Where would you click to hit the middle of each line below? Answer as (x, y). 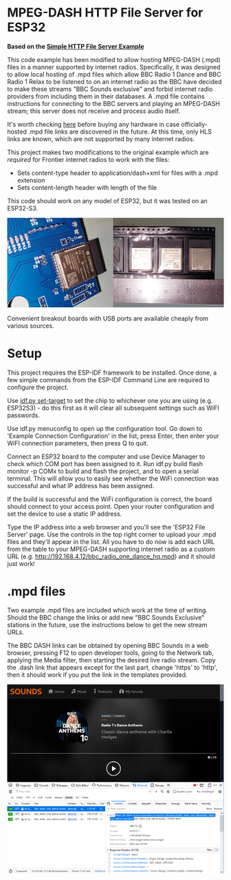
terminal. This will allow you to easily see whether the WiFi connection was (113, 478)
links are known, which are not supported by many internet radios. (101, 138)
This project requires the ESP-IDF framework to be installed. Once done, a (112, 373)
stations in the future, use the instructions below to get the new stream (107, 625)
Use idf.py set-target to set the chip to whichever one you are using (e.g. (110, 400)
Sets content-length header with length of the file (87, 187)
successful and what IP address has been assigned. (81, 485)
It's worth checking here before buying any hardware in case (93, 124)
